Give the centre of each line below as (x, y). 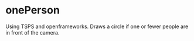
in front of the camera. (33, 32)
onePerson (33, 10)
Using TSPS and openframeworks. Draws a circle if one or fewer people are (97, 26)
